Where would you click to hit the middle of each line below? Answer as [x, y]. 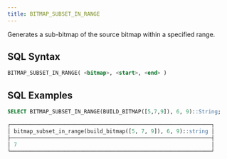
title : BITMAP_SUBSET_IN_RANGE [54, 14]
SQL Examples [40, 95]
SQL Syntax [34, 57]
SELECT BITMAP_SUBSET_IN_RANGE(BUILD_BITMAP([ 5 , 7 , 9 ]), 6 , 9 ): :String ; [114, 112]
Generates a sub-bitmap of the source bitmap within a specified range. [111, 34]
